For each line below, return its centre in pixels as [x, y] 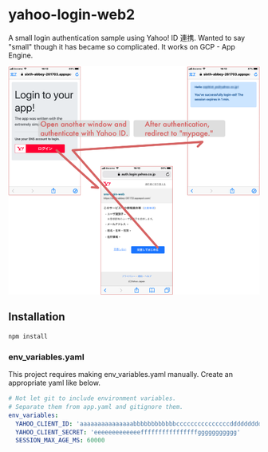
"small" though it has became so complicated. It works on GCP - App [122, 46]
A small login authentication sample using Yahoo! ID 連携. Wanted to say [127, 38]
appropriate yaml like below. [55, 383]
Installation [37, 317]
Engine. [21, 55]
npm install [28, 336]
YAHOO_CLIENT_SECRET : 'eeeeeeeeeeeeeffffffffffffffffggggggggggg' [128, 432]
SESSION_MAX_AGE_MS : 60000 [60, 441]
